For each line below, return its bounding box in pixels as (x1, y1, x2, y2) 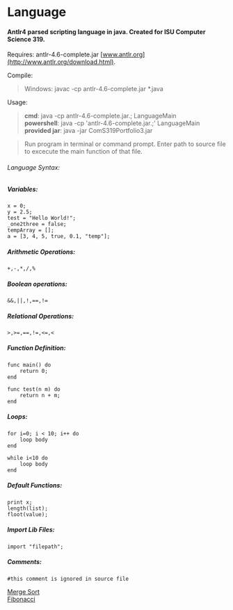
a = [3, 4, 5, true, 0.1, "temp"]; (7, 232, 111, 240)
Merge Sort (7, 587, 40, 595)
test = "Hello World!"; (7, 214, 77, 221)
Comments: (7, 558, 42, 566)
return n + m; (19, 392, 61, 399)
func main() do (7, 361, 51, 369)
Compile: (7, 71, 33, 80)
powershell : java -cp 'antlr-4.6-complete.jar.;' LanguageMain (24, 119, 200, 127)
